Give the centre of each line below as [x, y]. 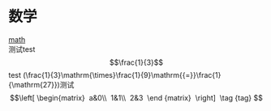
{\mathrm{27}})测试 [41, 84]
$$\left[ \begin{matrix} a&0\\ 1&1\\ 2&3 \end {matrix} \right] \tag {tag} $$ [136, 97]
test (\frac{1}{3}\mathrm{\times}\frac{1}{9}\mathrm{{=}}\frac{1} [115, 75]
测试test [22, 49]
